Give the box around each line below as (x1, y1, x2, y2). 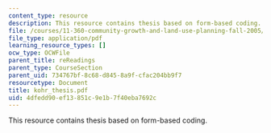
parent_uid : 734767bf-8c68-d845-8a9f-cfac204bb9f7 (8, 71, 182, 79)
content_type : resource (8, 11, 89, 20)
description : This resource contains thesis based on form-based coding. (8, 19, 262, 27)
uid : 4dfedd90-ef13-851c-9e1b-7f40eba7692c (8, 94, 157, 102)
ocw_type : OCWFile (8, 49, 70, 57)
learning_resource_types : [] (8, 42, 106, 50)
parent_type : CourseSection (8, 64, 103, 72)
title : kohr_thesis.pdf (8, 86, 89, 95)
